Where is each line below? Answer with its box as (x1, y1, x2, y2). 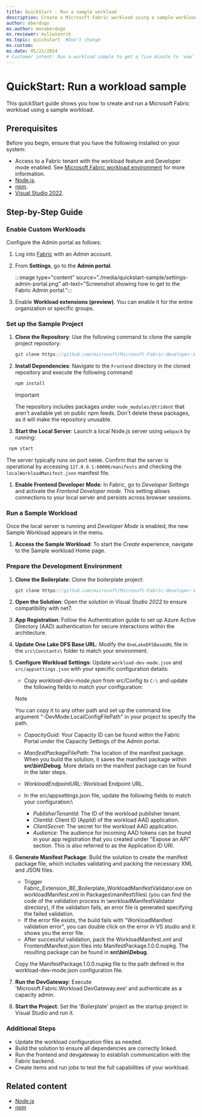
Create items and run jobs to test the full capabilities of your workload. (14, 1063, 189, 1071)
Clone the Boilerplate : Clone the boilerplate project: (14, 576, 144, 583)
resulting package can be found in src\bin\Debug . (23, 949, 148, 956)
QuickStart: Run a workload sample (6, 80, 187, 93)
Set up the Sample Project (6, 319, 84, 328)
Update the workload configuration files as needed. (14, 1038, 143, 1045)
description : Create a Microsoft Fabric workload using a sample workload (6, 14, 198, 20)
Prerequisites (6, 123, 58, 133)
